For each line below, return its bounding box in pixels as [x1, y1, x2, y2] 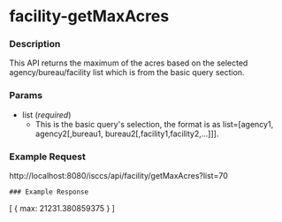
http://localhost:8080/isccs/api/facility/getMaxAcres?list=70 [9, 171, 228, 181]
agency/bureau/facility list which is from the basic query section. [9, 67, 245, 78]
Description [9, 38, 61, 50]
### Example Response [9, 188, 89, 196]
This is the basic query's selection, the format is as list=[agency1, [34, 119, 274, 129]
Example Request [9, 150, 86, 163]
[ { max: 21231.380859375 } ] [9, 203, 115, 214]
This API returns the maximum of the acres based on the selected [9, 57, 248, 68]
